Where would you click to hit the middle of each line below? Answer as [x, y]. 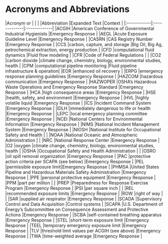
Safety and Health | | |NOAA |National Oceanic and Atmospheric [71, 135]
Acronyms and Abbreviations [67, 9]
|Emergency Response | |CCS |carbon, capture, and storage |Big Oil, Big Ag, [84, 44]
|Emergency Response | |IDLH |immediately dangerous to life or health [78, 108]
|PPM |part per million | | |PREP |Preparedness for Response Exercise [77, 183]
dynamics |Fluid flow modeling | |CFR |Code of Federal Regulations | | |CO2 [83, 55]
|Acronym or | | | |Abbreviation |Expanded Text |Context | [64, 23]
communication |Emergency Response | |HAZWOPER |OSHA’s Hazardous [81, 82]
